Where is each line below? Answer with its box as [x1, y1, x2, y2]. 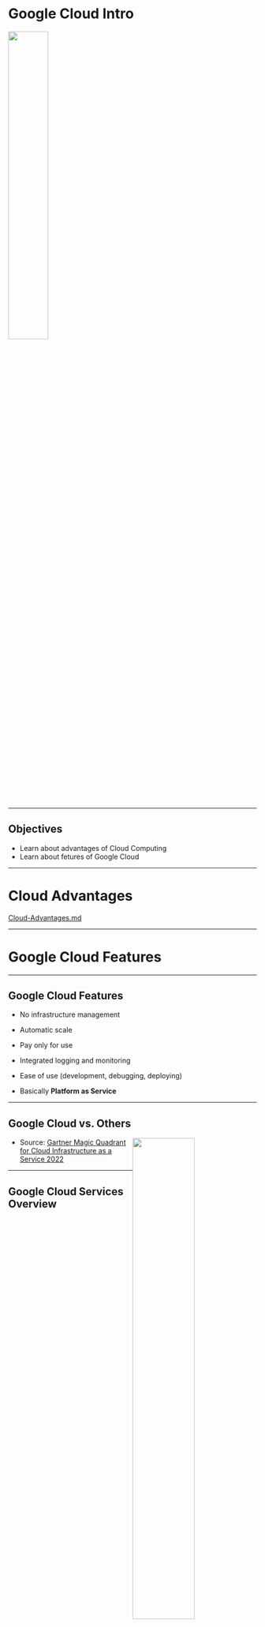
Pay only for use [19, 1040, 73, 1050]
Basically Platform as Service [19, 1086, 117, 1096]
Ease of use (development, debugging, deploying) [19, 1071, 183, 1081]
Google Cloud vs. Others [8, 1116, 132, 1130]
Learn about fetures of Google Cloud [19, 852, 140, 861]
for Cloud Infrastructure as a [19, 1146, 112, 1156]
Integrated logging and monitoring [19, 1055, 131, 1066]
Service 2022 [19, 1154, 65, 1164]
